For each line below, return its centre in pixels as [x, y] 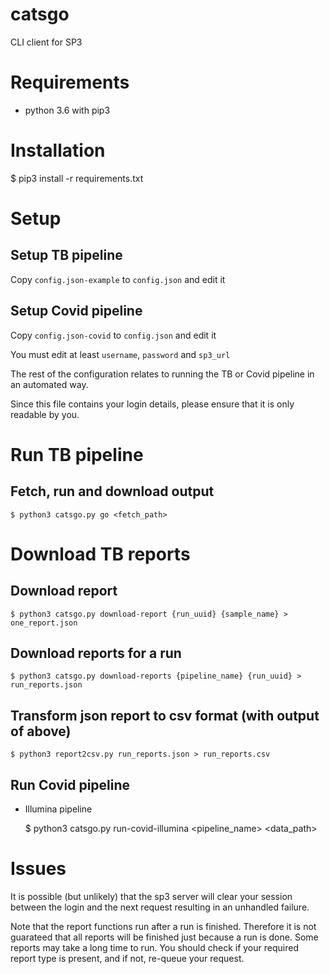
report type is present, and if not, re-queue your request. [127, 958]
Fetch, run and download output [112, 491]
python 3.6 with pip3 [67, 110]
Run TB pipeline [77, 454]
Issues [38, 869]
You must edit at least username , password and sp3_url [120, 354]
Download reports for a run [96, 653]
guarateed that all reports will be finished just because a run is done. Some [164, 937]
